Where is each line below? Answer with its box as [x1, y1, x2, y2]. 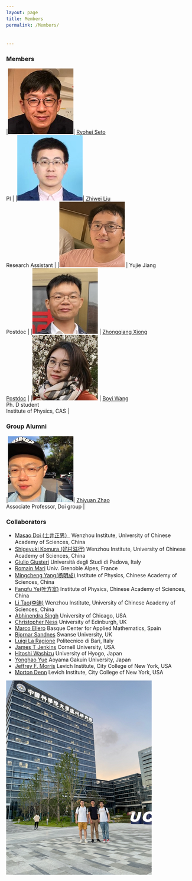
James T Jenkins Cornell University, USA [14, 644, 115, 651]
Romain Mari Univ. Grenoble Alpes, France [14, 565, 118, 572]
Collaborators [6, 517, 47, 526]
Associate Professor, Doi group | [6, 503, 85, 510]
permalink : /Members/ [6, 22, 60, 28]
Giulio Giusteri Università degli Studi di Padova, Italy [14, 558, 141, 565]
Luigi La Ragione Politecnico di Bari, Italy [14, 637, 114, 645]
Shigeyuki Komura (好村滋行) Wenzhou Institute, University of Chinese [14, 545, 186, 553]
